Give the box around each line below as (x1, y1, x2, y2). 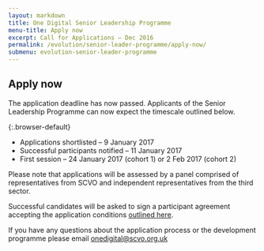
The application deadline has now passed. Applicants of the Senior (8, 98, 227, 107)
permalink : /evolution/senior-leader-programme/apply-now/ (8, 41, 207, 49)
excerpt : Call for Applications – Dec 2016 (8, 33, 154, 42)
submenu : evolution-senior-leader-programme (8, 48, 157, 56)
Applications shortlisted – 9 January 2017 (19, 137, 154, 147)
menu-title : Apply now (8, 26, 83, 34)
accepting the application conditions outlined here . (8, 210, 174, 219)
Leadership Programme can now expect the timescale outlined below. (8, 107, 236, 116)
